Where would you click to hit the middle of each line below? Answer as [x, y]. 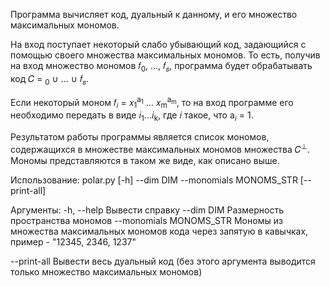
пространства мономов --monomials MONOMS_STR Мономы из [146, 220]
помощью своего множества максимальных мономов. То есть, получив [165, 55]
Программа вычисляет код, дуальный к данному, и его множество [154, 14]
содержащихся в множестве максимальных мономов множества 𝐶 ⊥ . [160, 148]
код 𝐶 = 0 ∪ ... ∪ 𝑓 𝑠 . [50, 79]
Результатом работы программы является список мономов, [140, 136]
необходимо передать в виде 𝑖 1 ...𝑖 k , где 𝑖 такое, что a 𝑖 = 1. [132, 116]
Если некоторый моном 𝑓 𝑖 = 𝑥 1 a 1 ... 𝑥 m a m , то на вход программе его [152, 102]
